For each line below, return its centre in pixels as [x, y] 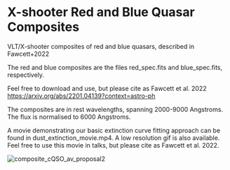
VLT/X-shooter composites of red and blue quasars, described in [101, 46]
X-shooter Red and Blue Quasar [101, 12]
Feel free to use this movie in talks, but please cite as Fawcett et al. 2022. [113, 145]
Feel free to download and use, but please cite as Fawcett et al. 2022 [107, 88]
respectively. [26, 75]
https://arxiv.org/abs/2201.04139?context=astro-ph [81, 96]
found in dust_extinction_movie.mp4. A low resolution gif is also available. [114, 138]
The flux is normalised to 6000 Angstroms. [69, 117]
